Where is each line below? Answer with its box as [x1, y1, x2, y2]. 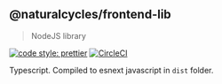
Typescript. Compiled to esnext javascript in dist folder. [9, 65, 214, 75]
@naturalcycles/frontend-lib [9, 7, 171, 22]
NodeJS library [30, 30, 87, 41]
